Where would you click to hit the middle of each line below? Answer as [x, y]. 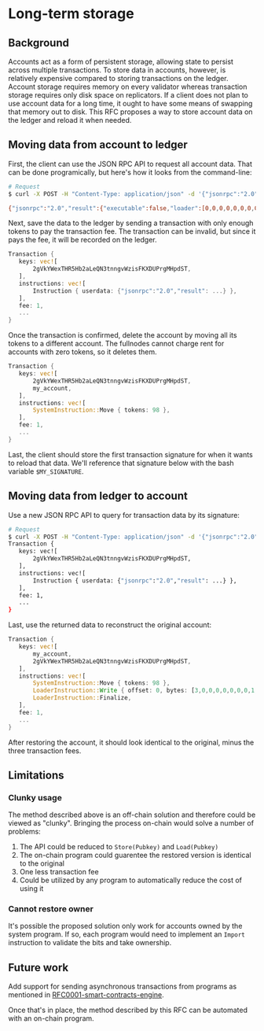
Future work [38, 968]
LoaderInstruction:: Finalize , [82, 698]
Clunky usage [35, 797]
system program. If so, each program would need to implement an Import [127, 934]
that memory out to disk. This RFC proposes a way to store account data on [130, 112]
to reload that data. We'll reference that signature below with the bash [121, 463]
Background [38, 43]
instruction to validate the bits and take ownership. [90, 943]
